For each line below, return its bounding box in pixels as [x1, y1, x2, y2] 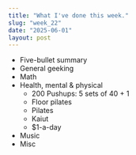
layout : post [8, 33, 51, 42]
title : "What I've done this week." [8, 11, 129, 20]
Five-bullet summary [19, 55, 88, 65]
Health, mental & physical [19, 81, 103, 90]
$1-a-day [31, 123, 62, 132]
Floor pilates [31, 97, 73, 107]
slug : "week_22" [8, 19, 62, 27]
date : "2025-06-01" [8, 26, 73, 34]
